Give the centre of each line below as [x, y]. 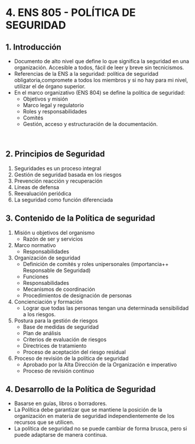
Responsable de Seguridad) [57, 270]
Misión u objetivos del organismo [54, 232]
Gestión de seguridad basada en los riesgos [68, 174]
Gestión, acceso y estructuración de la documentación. [90, 124]
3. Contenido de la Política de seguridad [80, 218]
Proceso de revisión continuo [58, 371]
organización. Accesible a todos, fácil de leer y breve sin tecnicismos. [99, 67]
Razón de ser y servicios [53, 239]
